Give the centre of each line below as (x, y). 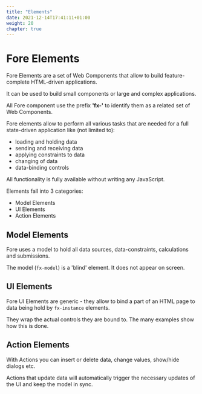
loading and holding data (46, 142)
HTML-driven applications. (64, 82)
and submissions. (28, 256)
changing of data (36, 161)
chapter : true (24, 29)
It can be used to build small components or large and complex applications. (101, 94)
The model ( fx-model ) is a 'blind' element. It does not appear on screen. (96, 268)
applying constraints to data (50, 155)
